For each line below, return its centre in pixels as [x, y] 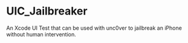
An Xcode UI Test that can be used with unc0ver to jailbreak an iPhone [94, 28]
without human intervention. [41, 34]
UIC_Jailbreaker [47, 11]
